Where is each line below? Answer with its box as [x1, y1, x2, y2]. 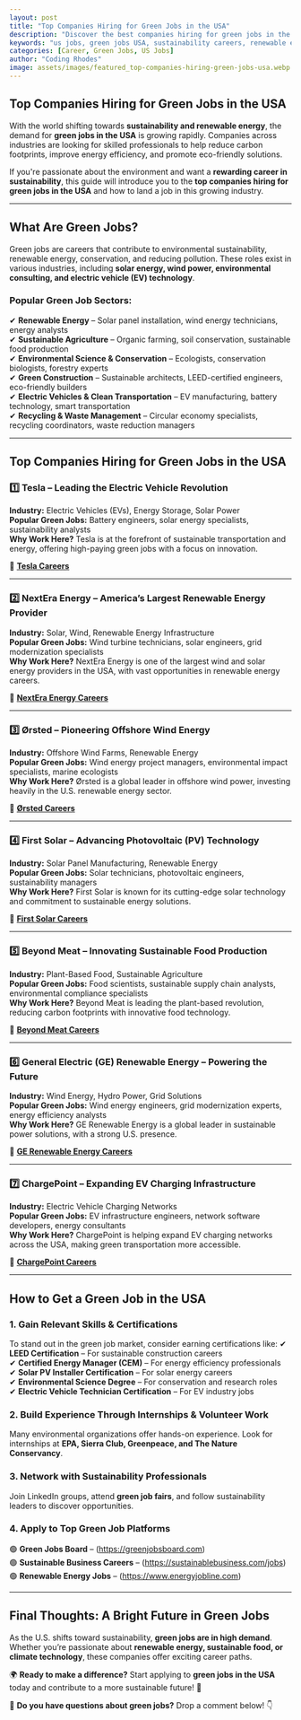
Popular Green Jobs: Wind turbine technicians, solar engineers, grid [9, 636, 262, 647]
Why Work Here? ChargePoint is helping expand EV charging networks [9, 1230, 273, 1241]
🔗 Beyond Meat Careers [9, 1024, 100, 1035]
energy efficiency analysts [9, 1109, 107, 1120]
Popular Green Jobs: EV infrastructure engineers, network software [9, 1210, 261, 1221]
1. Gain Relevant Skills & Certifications [9, 1318, 178, 1331]
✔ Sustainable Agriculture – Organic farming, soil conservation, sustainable [9, 334, 291, 345]
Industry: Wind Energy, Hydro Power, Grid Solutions [9, 1090, 202, 1101]
